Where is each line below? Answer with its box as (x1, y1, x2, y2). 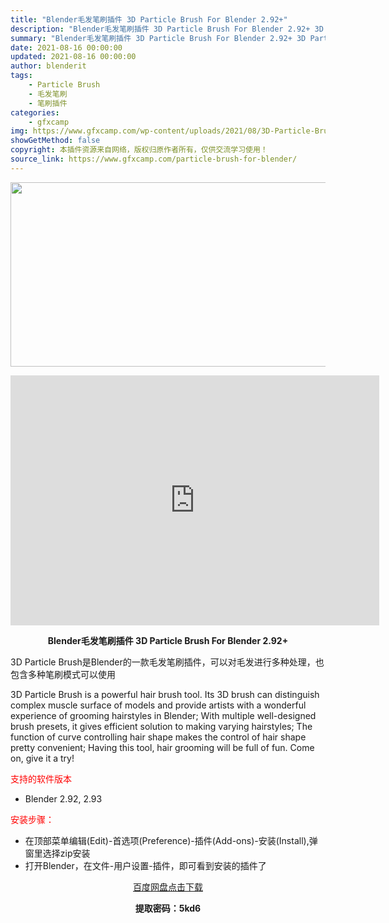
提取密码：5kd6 (134, 902, 202, 914)
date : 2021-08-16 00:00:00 (10, 42, 123, 53)
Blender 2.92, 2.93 (24, 792, 103, 805)
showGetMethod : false (10, 136, 101, 146)
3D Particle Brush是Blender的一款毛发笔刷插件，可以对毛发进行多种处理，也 (10, 656, 325, 668)
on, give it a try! (10, 752, 75, 764)
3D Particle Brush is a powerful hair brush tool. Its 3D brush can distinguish (10, 688, 320, 700)
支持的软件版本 (10, 772, 72, 785)
